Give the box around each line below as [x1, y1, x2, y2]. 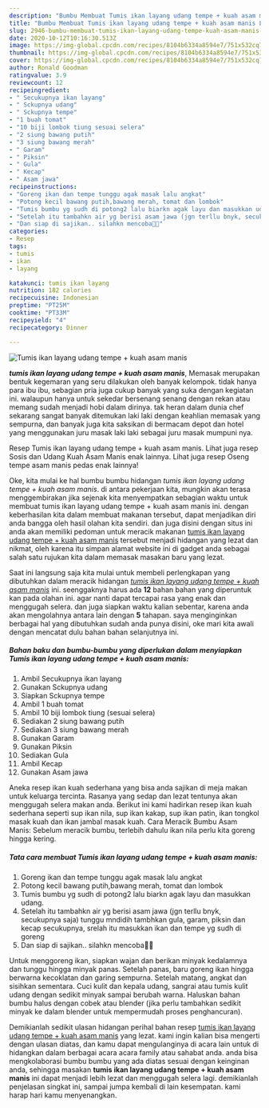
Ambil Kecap [20, 759, 63, 769]
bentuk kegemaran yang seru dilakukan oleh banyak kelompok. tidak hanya [9, 377, 257, 386]
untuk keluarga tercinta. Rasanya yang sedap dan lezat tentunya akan [9, 791, 238, 801]
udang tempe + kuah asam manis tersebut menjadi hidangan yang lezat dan [9, 535, 259, 545]
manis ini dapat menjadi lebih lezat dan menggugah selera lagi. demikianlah [9, 1074, 259, 1083]
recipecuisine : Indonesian [9, 294, 99, 302]
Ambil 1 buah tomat [20, 699, 85, 709]
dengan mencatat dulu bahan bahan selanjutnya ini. [9, 627, 179, 637]
